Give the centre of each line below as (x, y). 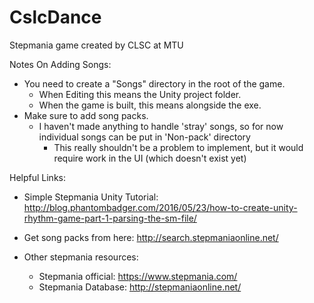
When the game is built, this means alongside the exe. (150, 105)
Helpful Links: (38, 177)
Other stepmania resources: (81, 257)
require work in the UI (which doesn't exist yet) (150, 158)
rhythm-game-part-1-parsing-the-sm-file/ (110, 218)
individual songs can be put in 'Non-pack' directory (144, 137)
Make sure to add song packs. (86, 115)
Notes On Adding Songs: (60, 64)
